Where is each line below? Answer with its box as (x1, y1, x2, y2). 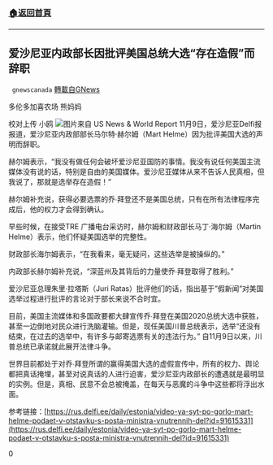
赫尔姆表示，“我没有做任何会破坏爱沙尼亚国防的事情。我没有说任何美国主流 (8, 157, 262, 167)
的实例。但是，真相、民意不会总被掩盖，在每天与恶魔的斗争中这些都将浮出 (8, 380, 258, 389)
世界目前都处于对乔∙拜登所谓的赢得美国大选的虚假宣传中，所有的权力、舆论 (8, 359, 260, 369)
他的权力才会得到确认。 (29, 205, 108, 215)
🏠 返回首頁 (8, 7, 52, 18)
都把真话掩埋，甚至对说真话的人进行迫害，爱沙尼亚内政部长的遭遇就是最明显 (8, 369, 265, 379)
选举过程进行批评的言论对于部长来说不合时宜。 (8, 294, 165, 304)
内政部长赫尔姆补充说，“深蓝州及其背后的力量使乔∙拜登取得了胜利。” (8, 267, 234, 276)
